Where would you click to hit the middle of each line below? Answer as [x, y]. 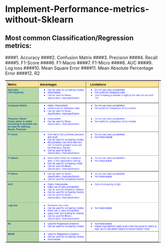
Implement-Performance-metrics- [77, 9]
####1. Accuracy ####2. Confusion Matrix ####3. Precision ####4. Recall [82, 57]
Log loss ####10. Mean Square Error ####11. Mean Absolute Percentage [79, 68]
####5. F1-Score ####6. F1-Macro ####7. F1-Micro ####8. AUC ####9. [79, 63]
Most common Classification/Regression [69, 38]
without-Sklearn [40, 20]
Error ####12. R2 [22, 73]
